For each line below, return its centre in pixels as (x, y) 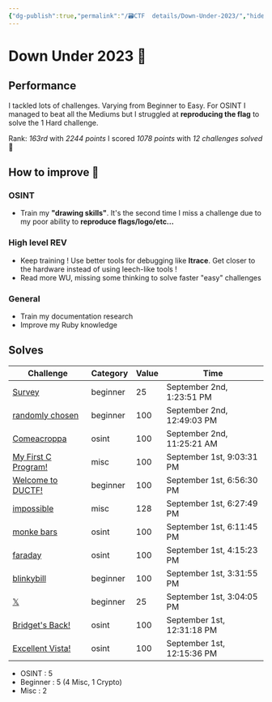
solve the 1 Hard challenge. (53, 122)
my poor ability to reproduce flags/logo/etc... (97, 222)
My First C (32, 456)
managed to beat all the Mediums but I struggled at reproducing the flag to (134, 113)
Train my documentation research (76, 316)
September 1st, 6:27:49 (212, 503)
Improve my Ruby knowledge (68, 324)
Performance (42, 86)
